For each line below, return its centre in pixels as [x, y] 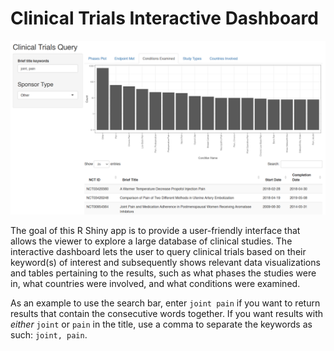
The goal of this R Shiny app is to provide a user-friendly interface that [155, 230]
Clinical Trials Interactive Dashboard [164, 18]
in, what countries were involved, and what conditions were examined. [155, 283]
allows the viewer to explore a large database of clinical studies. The [151, 241]
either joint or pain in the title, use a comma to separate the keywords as [161, 324]
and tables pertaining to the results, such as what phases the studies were [163, 273]
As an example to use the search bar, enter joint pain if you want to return [165, 303]
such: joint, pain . [49, 334]
